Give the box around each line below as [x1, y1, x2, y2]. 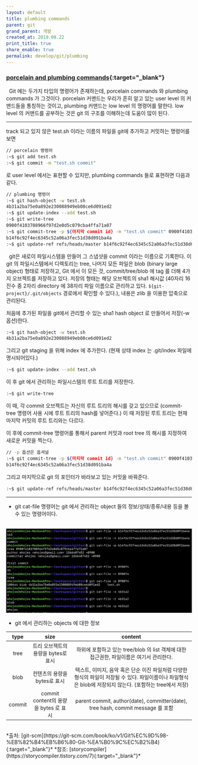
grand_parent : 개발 [6, 28, 52, 34]
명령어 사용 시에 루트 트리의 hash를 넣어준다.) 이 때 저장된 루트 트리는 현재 [16, 410, 187, 417]
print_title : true [6, 41, 51, 47]
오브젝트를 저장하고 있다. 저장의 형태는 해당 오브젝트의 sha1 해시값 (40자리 [12, 274, 184, 282]
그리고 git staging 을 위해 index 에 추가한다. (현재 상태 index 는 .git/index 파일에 [6, 347, 192, 354]
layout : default [6, 9, 46, 15]
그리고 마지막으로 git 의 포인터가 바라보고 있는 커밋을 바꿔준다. [6, 473, 149, 480]
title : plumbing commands [6, 15, 70, 22]
